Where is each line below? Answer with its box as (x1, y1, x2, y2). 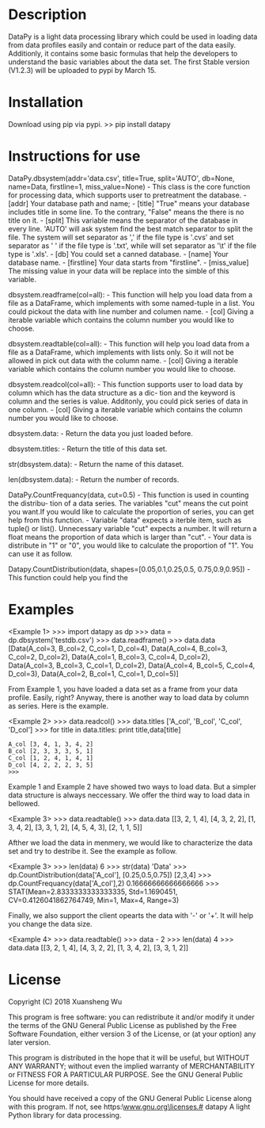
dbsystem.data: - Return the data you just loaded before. (8, 428, 194, 438)
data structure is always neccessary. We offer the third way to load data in (8, 790, 251, 800)
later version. (8, 1037, 51, 1047)
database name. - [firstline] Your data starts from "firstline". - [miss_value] (8, 258, 249, 267)
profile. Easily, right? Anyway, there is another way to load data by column (8, 692, 249, 702)
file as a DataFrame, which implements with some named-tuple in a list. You (8, 298, 255, 308)
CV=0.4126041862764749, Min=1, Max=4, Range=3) (8, 895, 180, 904)
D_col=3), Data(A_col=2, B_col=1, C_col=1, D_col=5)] (8, 668, 180, 679)
